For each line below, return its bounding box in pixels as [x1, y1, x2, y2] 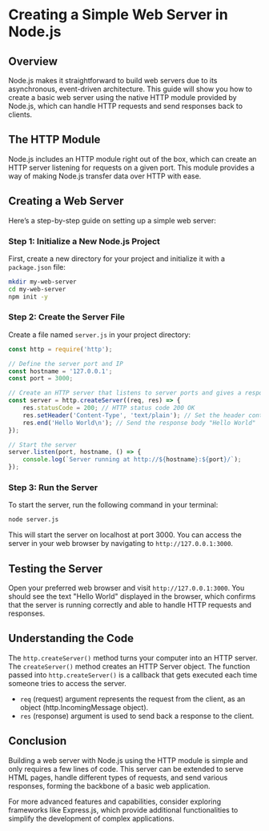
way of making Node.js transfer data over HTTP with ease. [8, 171, 202, 181]
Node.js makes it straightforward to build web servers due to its [8, 76, 218, 85]
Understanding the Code [8, 632, 134, 645]
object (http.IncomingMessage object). [19, 702, 149, 712]
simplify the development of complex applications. [8, 813, 175, 823]
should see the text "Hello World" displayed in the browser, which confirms [8, 592, 256, 601]
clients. [8, 110, 33, 119]
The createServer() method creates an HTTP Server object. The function [8, 661, 251, 671]
